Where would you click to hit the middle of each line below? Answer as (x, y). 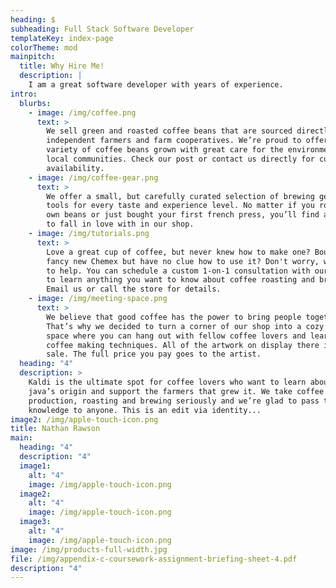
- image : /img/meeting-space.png (98, 299)
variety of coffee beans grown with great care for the (165, 150)
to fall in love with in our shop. (120, 224)
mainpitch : (33, 57)
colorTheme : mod (44, 47)
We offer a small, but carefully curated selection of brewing (180, 196)
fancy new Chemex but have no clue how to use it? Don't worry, (183, 261)
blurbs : (35, 103)
